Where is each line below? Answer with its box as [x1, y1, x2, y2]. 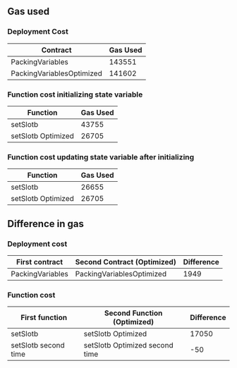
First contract [16, 257, 63, 266]
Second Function [104, 308, 163, 318]
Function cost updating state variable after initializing [7, 152, 195, 161]
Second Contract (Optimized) [75, 257, 176, 266]
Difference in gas [7, 218, 85, 230]
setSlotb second [11, 341, 65, 350]
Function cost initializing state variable [7, 90, 143, 99]
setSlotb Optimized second [83, 341, 174, 350]
